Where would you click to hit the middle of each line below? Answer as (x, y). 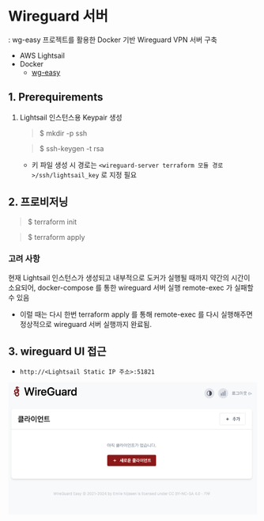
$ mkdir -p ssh (63, 133)
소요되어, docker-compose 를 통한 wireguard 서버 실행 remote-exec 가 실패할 (131, 287)
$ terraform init (52, 222)
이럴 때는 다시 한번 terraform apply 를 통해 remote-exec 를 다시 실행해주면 (136, 314)
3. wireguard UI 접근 (57, 352)
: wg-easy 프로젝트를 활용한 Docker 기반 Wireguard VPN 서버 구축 (113, 40)
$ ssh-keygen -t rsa (72, 148)
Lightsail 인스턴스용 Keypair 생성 (71, 117)
